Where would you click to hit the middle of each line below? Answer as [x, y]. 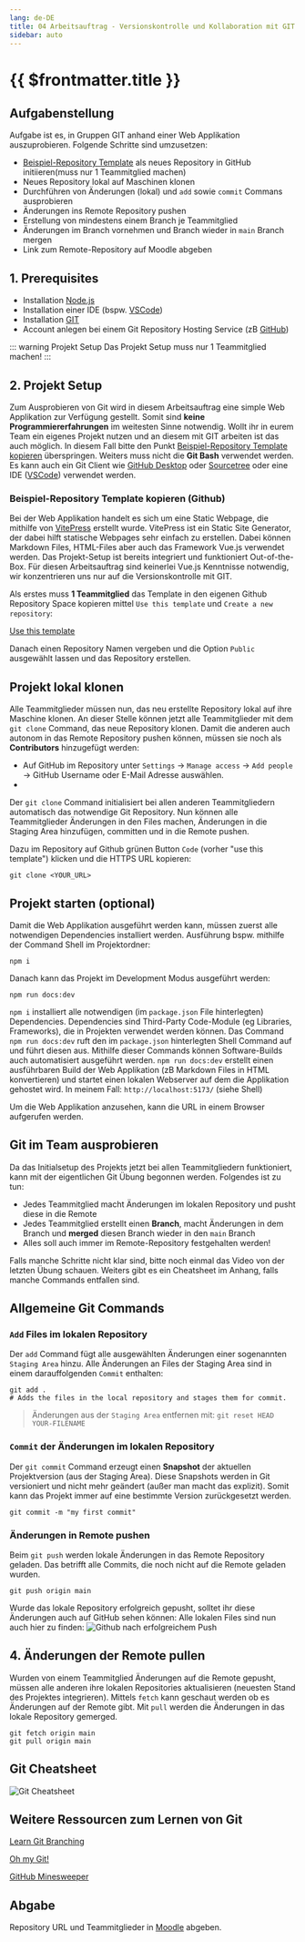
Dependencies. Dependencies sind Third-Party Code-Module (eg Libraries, [151, 1021]
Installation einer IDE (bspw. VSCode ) [93, 310]
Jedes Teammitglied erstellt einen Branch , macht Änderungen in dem [153, 1223]
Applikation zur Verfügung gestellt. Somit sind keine [107, 417]
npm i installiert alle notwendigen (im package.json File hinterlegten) [137, 1011]
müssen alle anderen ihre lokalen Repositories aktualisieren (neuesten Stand [152, 1687]
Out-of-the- [272, 557]
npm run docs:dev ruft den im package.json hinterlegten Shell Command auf [151, 1040]
